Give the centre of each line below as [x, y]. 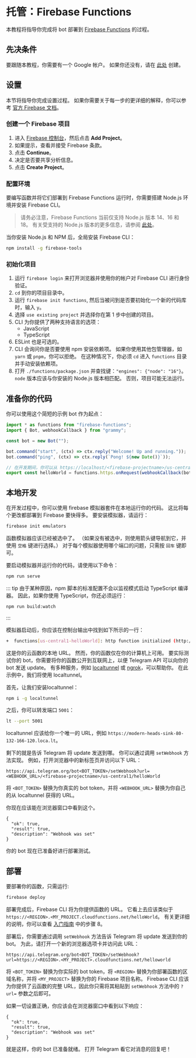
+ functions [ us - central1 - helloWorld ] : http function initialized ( [91, 641]
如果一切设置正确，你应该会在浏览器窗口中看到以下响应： [75, 1006]
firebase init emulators [36, 526]
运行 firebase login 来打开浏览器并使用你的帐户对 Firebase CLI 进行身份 [102, 278]
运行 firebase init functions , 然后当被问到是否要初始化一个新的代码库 [100, 300]
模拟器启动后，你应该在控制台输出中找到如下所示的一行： [75, 630]
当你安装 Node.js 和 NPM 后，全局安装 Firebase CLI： [71, 237]
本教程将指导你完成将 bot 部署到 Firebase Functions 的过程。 [79, 29]
